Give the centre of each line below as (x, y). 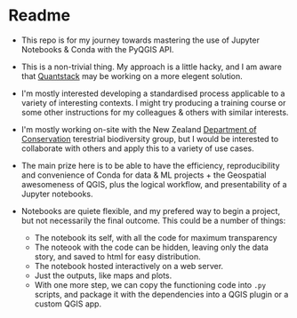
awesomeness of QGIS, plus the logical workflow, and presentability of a (154, 184)
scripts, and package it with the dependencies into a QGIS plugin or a (161, 294)
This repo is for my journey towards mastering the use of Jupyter (140, 40)
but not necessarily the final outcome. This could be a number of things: (153, 220)
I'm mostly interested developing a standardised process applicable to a (153, 93)
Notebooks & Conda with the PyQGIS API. (97, 49)
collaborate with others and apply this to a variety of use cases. (137, 148)
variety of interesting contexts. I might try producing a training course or (153, 102)
